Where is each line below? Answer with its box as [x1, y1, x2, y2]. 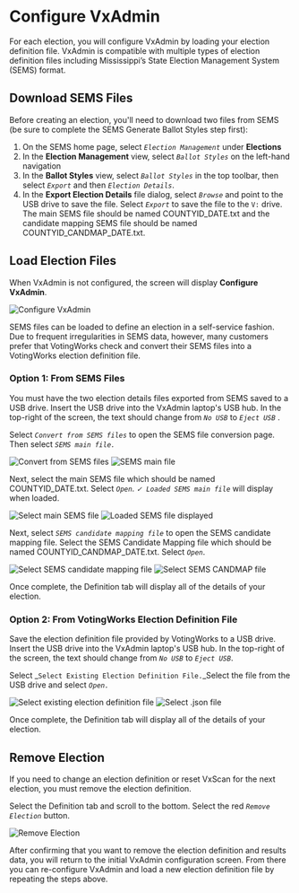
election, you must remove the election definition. [9, 783, 192, 793]
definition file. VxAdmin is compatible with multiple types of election [9, 45, 261, 56]
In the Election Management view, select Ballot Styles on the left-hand [21, 151, 290, 162]
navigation [21, 160, 62, 171]
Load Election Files [9, 253, 116, 268]
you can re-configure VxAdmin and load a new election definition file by [9, 863, 275, 874]
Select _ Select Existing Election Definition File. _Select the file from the [9, 670, 291, 681]
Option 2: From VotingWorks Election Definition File [9, 613, 238, 626]
